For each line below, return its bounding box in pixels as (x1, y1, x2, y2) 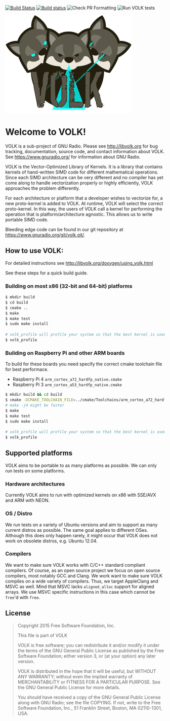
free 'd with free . (5, 594, 40, 600)
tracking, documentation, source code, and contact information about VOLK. (5, 148, 165, 154)
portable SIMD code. (5, 216, 49, 223)
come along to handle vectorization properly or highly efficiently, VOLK (5, 180, 153, 186)
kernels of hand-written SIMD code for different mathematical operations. (5, 169, 159, 175)
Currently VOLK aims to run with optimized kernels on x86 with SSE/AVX (5, 492, 156, 498)
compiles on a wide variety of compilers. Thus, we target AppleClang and (5, 578, 158, 584)
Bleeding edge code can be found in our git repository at (5, 226, 123, 232)
